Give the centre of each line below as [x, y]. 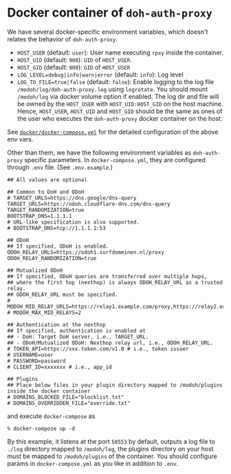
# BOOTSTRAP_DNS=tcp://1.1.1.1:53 [57, 228]
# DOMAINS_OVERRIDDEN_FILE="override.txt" [69, 403]
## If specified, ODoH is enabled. [58, 246]
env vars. [20, 139]
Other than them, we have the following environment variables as [99, 152]
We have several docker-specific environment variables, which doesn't [108, 32]
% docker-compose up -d [41, 428]
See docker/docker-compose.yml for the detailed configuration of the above [113, 132]
